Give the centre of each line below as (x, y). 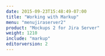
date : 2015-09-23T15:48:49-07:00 (46, 11)
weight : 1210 (22, 33)
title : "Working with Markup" (43, 17)
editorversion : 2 (27, 44)
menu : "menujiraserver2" (36, 22)
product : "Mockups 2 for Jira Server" (53, 28)
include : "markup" (28, 38)
